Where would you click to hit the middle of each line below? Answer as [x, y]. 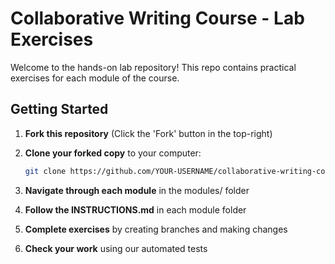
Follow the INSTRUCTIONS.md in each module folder [135, 209]
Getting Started [59, 109]
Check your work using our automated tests [116, 248]
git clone [45, 171]
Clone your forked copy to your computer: [113, 153]
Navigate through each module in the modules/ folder [137, 190]
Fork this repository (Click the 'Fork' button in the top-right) [148, 133]
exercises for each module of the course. [95, 78]
